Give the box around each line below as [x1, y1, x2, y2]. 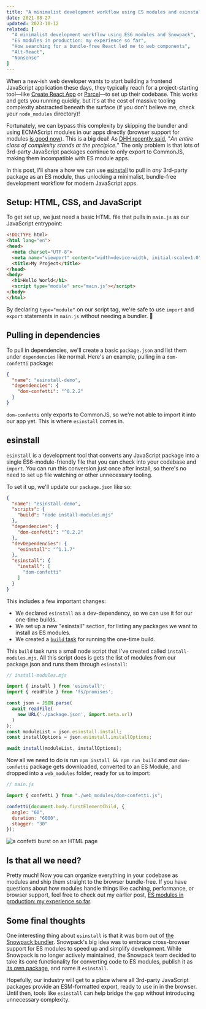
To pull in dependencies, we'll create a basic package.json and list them [6, 346, 187, 354]
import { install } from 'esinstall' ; [6, 683, 105, 690]
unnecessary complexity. [6, 995, 70, 1003]
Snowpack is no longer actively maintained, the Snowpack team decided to [6, 951, 196, 959]
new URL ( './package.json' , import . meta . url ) [17, 711, 133, 717]
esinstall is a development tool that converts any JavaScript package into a [6, 451, 199, 459]
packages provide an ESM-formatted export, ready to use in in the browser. [6, 983, 197, 990]
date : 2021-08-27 [6, 15, 51, 21]
